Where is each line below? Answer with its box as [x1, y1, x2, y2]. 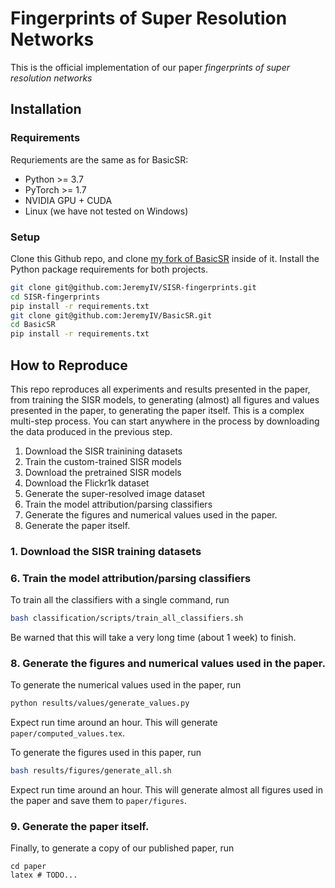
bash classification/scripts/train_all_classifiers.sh [10, 613, 244, 624]
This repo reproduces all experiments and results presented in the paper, [10, 383, 311, 395]
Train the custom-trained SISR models [24, 455, 182, 467]
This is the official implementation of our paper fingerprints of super [10, 61, 290, 73]
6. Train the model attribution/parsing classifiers [10, 571, 252, 585]
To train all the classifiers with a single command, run [10, 594, 230, 606]
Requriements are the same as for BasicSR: [10, 153, 189, 166]
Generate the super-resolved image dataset [24, 487, 206, 499]
